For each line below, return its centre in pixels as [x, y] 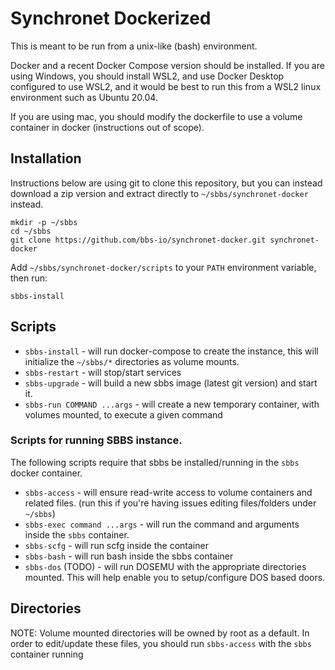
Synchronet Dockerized [111, 18]
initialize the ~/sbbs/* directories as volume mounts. [132, 361]
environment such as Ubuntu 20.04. [84, 97]
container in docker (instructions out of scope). [107, 127]
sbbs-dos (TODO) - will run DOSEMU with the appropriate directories [165, 566]
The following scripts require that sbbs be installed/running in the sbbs [155, 462]
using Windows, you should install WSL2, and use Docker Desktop [147, 76]
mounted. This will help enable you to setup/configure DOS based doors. [175, 577]
